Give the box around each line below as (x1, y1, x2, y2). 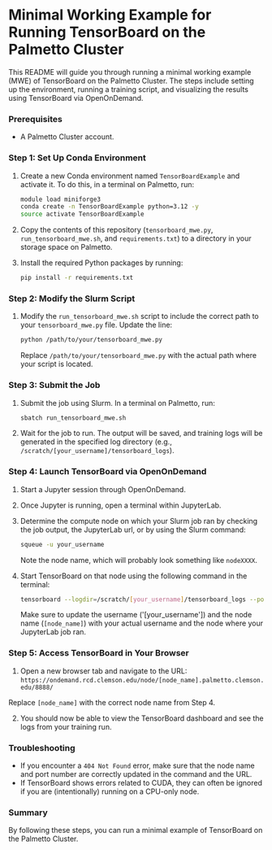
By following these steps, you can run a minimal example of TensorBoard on (8, 826, 263, 835)
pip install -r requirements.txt (19, 274, 134, 282)
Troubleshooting (8, 742, 76, 753)
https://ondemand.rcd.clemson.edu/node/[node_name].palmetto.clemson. (19, 676, 265, 684)
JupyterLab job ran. (19, 627, 87, 637)
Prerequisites (8, 113, 63, 124)
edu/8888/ (19, 683, 54, 691)
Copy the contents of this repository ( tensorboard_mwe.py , (19, 225, 214, 235)
